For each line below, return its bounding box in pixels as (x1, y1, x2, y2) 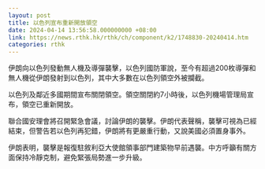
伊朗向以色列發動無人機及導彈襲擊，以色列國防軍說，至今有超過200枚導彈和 (8, 64, 256, 73)
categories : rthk (8, 41, 65, 49)
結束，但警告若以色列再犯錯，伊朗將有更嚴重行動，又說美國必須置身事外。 (8, 127, 250, 136)
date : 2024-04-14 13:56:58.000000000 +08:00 (8, 26, 157, 34)
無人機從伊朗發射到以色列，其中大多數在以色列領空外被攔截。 (8, 73, 209, 83)
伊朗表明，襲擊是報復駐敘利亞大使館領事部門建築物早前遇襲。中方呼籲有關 (8, 143, 250, 152)
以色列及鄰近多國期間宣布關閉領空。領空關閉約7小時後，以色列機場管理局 (8, 90, 247, 99)
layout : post (8, 11, 51, 20)
